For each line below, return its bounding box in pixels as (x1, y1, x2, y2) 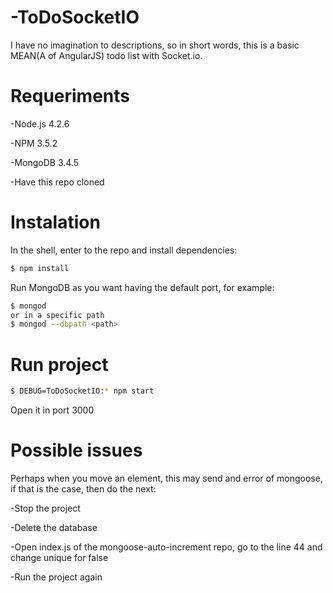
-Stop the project (10, 502, 81, 515)
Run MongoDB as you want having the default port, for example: (10, 281, 275, 293)
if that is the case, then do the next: (10, 483, 157, 495)
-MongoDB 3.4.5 (10, 156, 80, 168)
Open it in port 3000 (10, 404, 95, 416)
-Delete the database (10, 522, 98, 534)
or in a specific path (10, 310, 105, 320)
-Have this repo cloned (10, 176, 105, 188)
